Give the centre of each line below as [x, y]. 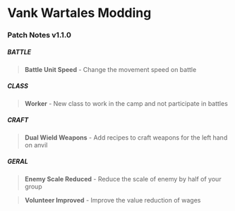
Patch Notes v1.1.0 [40, 35]
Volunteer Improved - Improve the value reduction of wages [113, 200]
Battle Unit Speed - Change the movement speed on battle [110, 70]
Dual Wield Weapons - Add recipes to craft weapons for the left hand [126, 138]
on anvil [36, 145]
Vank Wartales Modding [79, 13]
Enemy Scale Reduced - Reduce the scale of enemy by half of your [123, 179]
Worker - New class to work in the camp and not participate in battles [126, 104]
